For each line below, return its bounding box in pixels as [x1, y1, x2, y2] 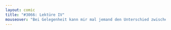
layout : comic [5, 7, 36, 13]
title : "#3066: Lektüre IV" [5, 12, 65, 17]
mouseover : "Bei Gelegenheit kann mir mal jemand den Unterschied [5, 17, 149, 22]
